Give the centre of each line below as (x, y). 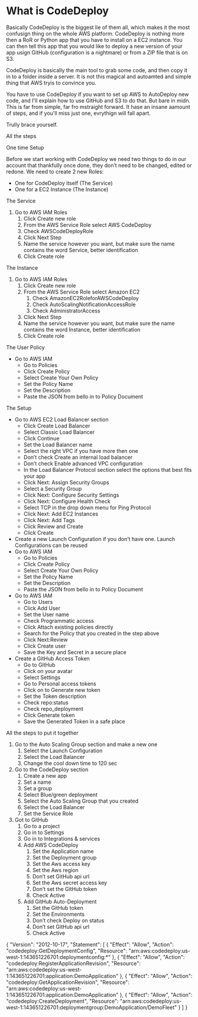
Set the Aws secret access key (70, 883)
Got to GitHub (31, 820)
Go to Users (38, 601)
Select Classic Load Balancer (59, 432)
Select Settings (42, 677)
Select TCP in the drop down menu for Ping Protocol (87, 507)
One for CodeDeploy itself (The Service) (64, 183)
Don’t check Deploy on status (68, 920)
